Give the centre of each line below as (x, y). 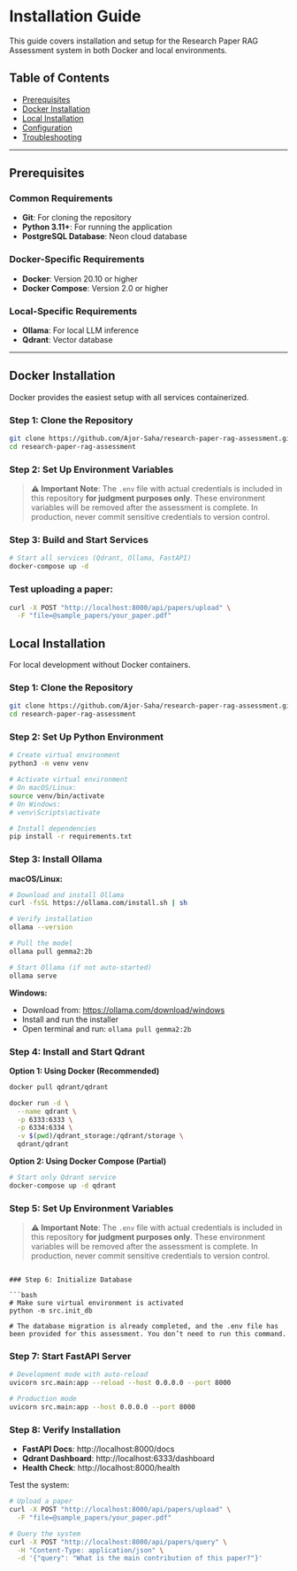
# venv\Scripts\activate (55, 812)
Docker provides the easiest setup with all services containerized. (129, 397)
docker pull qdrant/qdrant (59, 1087)
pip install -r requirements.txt (71, 837)
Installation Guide (75, 16)
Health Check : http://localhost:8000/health (101, 1468)
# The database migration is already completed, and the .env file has (144, 1327)
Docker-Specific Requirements (77, 259)
